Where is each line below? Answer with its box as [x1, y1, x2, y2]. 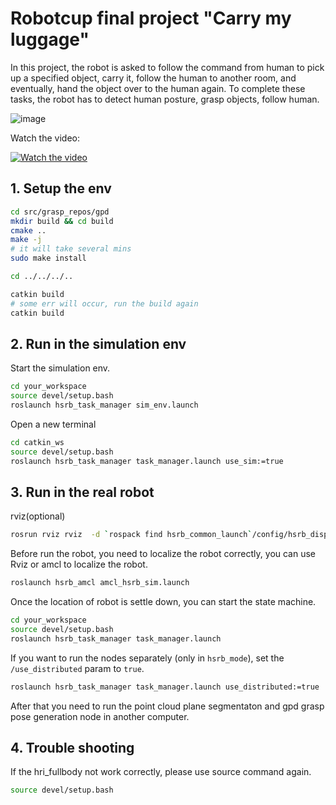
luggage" [10, 28, 90, 51]
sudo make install [10, 253, 87, 264]
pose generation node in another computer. [10, 710, 190, 722]
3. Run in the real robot [10, 483, 155, 501]
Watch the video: [10, 132, 80, 144]
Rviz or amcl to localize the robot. [10, 558, 148, 571]
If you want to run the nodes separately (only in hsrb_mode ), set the [10, 652, 285, 664]
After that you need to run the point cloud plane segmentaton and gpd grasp [10, 700, 325, 712]
